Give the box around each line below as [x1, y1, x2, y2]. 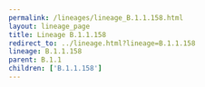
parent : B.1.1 [8, 55, 63, 64]
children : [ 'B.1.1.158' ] [8, 64, 102, 73]
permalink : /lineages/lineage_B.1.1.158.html [8, 13, 183, 23]
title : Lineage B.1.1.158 [8, 30, 106, 39]
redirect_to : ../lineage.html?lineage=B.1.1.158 [8, 38, 196, 48]
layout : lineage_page [8, 22, 91, 31]
